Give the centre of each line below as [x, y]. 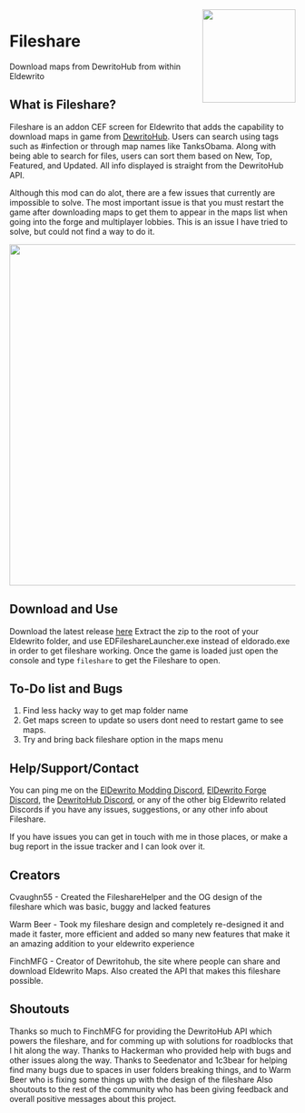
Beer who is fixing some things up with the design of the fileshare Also [142, 1079]
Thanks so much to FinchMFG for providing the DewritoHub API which [141, 1031]
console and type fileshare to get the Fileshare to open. [115, 660]
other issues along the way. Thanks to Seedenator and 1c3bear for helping [148, 1060]
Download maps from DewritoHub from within [95, 66]
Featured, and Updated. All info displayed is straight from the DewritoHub [147, 165]
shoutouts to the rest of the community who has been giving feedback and [149, 1089]
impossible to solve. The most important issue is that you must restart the [147, 202]
